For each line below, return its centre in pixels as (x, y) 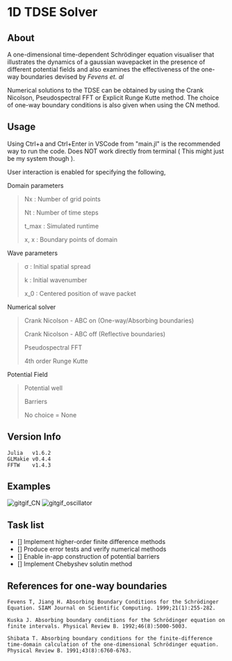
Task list (26, 525)
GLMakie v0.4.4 (29, 459)
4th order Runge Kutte (56, 361)
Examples (29, 487)
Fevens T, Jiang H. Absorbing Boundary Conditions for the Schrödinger (113, 602)
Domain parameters (35, 185)
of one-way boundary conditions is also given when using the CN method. (114, 105)
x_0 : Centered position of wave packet (80, 293)
